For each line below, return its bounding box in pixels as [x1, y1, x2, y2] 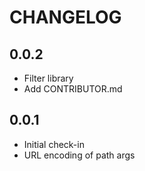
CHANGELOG [9, 6, 122, 29]
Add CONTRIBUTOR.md [23, 83, 123, 95]
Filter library [23, 72, 74, 84]
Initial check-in [23, 138, 85, 150]
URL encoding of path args [23, 149, 136, 161]
